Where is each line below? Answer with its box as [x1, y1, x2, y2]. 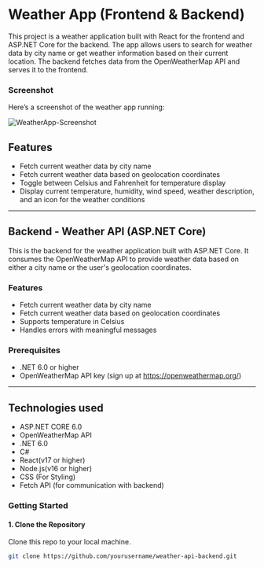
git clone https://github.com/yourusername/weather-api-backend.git [8, 552, 237, 560]
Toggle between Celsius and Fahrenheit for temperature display [19, 179, 226, 188]
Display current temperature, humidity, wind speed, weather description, [19, 186, 255, 196]
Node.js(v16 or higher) [19, 464, 93, 474]
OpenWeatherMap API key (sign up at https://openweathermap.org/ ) [19, 371, 242, 381]
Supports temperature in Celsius [19, 317, 125, 326]
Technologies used [8, 401, 104, 415]
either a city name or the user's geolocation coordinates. [8, 262, 192, 272]
